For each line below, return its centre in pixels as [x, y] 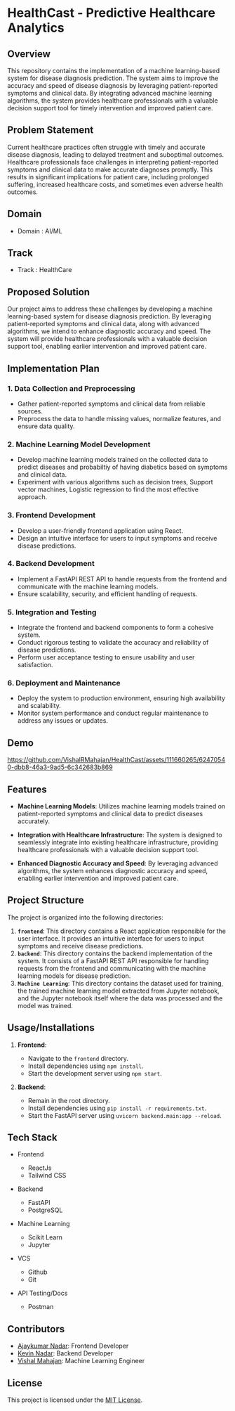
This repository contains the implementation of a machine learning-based [113, 71]
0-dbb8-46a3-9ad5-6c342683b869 [60, 767]
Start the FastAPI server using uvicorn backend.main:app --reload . [125, 1115]
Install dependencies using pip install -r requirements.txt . [117, 1108]
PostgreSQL [45, 1210]
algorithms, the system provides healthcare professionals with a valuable [113, 101]
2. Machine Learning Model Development [79, 444]
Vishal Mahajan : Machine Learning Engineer [81, 1361]
